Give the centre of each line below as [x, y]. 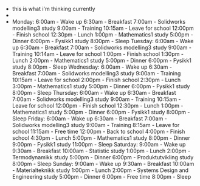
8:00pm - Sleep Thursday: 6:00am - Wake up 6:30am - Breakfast [94, 93]
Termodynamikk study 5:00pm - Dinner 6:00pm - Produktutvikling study [103, 157]
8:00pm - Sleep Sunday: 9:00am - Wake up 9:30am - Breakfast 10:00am [103, 164]
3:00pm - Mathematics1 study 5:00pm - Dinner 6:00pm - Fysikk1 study [101, 86]
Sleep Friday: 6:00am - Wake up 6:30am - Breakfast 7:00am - [89, 119]
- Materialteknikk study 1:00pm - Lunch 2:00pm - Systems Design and [100, 170]
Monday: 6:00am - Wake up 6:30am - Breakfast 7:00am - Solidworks [99, 22]
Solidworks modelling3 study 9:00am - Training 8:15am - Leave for [96, 125]
